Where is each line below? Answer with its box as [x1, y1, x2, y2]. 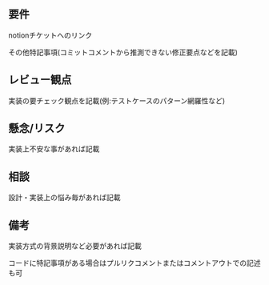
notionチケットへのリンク [8, 30, 93, 40]
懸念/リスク [8, 122, 66, 135]
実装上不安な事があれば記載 [8, 144, 100, 154]
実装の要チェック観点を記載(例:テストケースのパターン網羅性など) [8, 95, 226, 106]
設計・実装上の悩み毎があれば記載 [8, 193, 121, 203]
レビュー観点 [8, 73, 72, 86]
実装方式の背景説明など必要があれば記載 [8, 241, 142, 251]
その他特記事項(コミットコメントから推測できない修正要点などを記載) [8, 47, 239, 57]
